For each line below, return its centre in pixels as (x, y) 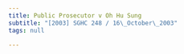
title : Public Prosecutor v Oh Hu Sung (75, 15)
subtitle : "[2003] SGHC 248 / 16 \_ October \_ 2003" (93, 23)
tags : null (27, 30)
